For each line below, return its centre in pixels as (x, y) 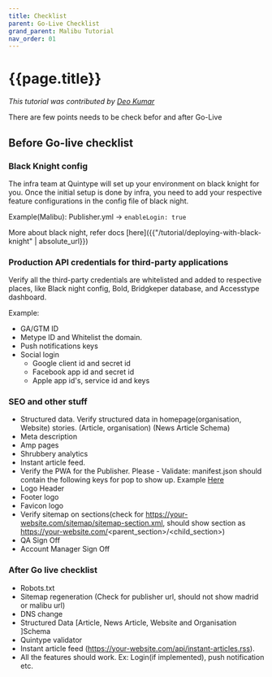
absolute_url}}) (63, 241)
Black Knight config (48, 166)
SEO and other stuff (48, 402)
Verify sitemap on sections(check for (82, 514)
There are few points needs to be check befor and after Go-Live (115, 117)
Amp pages (39, 445)
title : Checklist (38, 16)
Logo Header (42, 488)
